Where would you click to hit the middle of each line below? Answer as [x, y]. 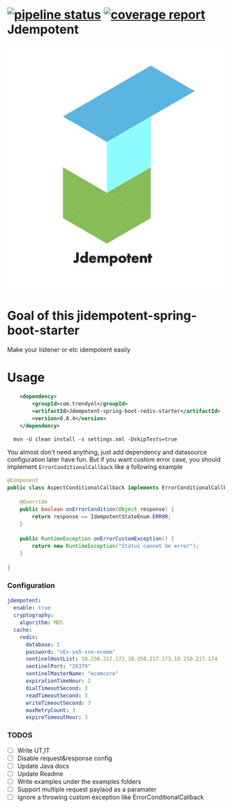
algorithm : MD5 [41, 623]
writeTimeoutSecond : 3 [58, 703]
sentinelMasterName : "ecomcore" [72, 674]
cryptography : [33, 616]
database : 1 [42, 644]
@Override [34, 502]
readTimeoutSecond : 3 [57, 695]
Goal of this [41, 315]
